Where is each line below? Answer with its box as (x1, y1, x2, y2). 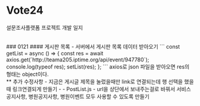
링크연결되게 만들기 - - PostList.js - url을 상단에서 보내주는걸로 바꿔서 (12, 85, 176, 92)
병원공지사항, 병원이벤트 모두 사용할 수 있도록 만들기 (28, 93, 150, 100)
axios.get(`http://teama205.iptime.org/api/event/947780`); (6, 56, 149, 63)
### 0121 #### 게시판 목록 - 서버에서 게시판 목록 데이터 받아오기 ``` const (6, 43, 180, 50)
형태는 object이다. (6, 70, 49, 77)
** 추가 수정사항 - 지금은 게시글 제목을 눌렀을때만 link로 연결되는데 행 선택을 (6, 78, 183, 85)
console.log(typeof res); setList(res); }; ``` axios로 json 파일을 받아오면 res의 (6, 63, 190, 70)
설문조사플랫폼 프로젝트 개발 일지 (6, 24, 84, 31)
